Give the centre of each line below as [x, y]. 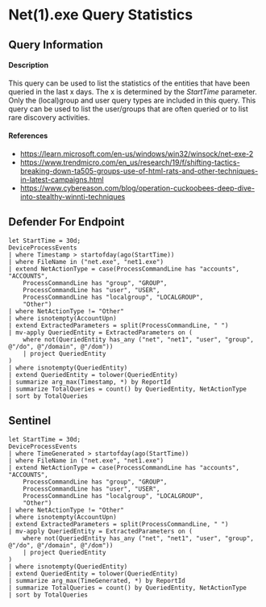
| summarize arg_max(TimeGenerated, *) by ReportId [97, 580]
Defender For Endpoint [66, 222]
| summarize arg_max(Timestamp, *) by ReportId [90, 382]
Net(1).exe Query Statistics [101, 15]
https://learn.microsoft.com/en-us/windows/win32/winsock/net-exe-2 [137, 153]
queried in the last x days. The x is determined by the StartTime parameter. [133, 91]
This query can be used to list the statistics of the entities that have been [129, 83]
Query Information [56, 45]
